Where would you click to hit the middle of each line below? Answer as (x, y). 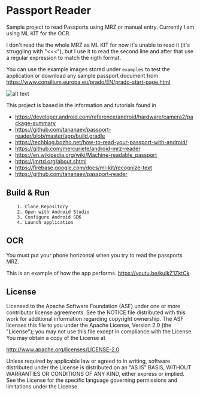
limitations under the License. (43, 387)
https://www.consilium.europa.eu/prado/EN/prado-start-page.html (88, 82)
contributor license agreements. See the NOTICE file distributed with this (96, 312)
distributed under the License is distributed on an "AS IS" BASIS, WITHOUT (99, 367)
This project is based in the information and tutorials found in (81, 105)
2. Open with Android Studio (53, 212)
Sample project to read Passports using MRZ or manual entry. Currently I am (100, 27)
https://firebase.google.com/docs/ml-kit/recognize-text (84, 168)
